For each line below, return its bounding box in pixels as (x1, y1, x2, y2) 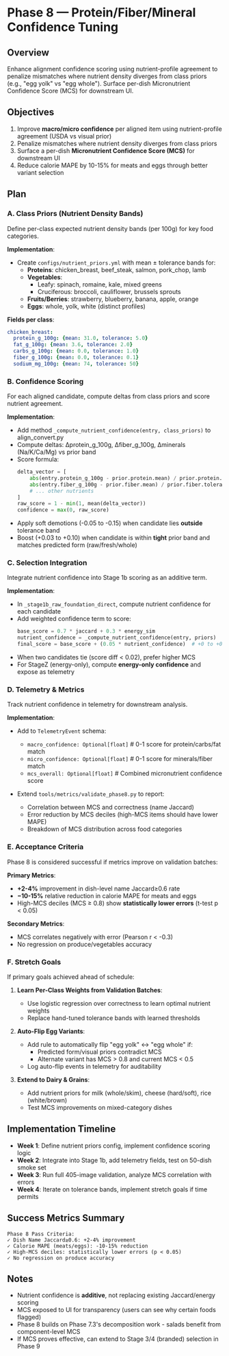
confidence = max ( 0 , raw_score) (16, 507, 109, 513)
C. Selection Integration (7, 558, 87, 568)
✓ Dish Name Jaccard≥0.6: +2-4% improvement (7, 1236, 136, 1244)
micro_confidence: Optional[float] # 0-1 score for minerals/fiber (27, 755, 213, 763)
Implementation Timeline (7, 1123, 116, 1135)
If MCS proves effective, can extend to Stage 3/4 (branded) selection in (16, 1335, 219, 1343)
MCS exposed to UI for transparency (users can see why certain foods (16, 1306, 217, 1314)
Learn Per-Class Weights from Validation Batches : (16, 986, 163, 994)
